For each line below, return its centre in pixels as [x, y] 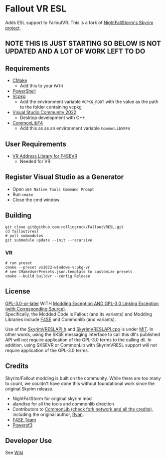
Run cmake [23, 194]
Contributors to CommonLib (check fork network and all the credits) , [83, 409]
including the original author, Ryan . [48, 414]
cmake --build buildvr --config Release [48, 276]
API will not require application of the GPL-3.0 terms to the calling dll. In [79, 339]
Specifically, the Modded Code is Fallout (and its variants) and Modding [79, 314]
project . [13, 27]
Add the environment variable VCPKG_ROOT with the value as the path [89, 102]
